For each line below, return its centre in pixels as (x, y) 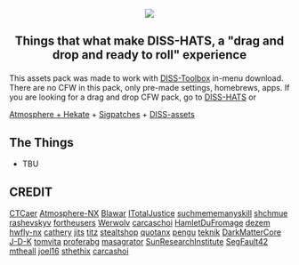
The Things (41, 142)
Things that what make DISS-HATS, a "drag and (149, 41)
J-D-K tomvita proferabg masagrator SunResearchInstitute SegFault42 (139, 242)
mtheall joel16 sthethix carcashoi (69, 251)
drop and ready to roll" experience (149, 55)
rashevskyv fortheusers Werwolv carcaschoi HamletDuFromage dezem (140, 223)
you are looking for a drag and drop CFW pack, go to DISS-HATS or (133, 97)
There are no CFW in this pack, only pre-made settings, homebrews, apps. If (149, 88)
